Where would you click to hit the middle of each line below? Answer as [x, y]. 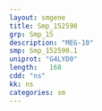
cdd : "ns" [28, 76]
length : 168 [36, 68]
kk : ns [21, 84]
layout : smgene [38, 17]
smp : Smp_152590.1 [43, 51]
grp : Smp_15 [31, 34]
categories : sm [38, 92]
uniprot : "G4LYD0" [43, 59]
